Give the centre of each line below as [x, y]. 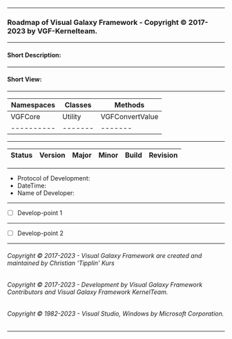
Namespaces [33, 104]
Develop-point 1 [40, 212]
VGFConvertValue [129, 116]
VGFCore [26, 116]
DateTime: [32, 185]
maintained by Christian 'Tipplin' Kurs [61, 263]
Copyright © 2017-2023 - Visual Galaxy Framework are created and [105, 256]
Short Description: [34, 55]
